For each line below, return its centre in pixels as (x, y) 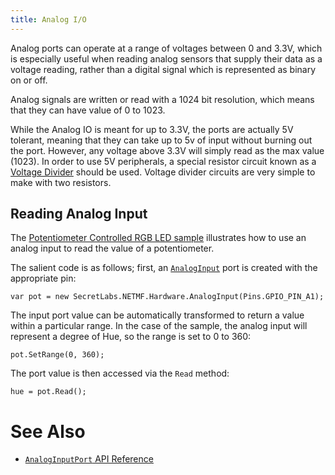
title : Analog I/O (48, 19)
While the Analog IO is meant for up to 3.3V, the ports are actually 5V (152, 129)
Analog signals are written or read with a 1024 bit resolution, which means (162, 99)
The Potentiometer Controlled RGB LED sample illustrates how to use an (158, 238)
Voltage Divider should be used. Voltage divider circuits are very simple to (163, 172)
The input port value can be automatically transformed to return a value (157, 315)
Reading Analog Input (79, 214)
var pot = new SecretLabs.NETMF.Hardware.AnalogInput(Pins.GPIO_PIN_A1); (167, 297)
